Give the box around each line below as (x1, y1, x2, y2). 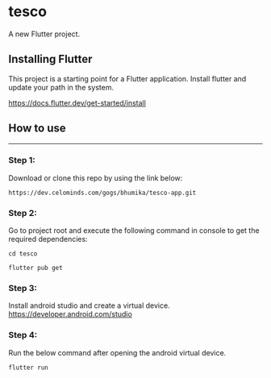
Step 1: (8, 155, 35, 166)
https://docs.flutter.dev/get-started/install (8, 98, 147, 107)
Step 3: (8, 283, 38, 294)
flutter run (8, 363, 48, 372)
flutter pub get (8, 264, 63, 272)
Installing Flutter (8, 52, 93, 66)
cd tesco (8, 250, 38, 258)
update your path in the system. (8, 82, 115, 92)
